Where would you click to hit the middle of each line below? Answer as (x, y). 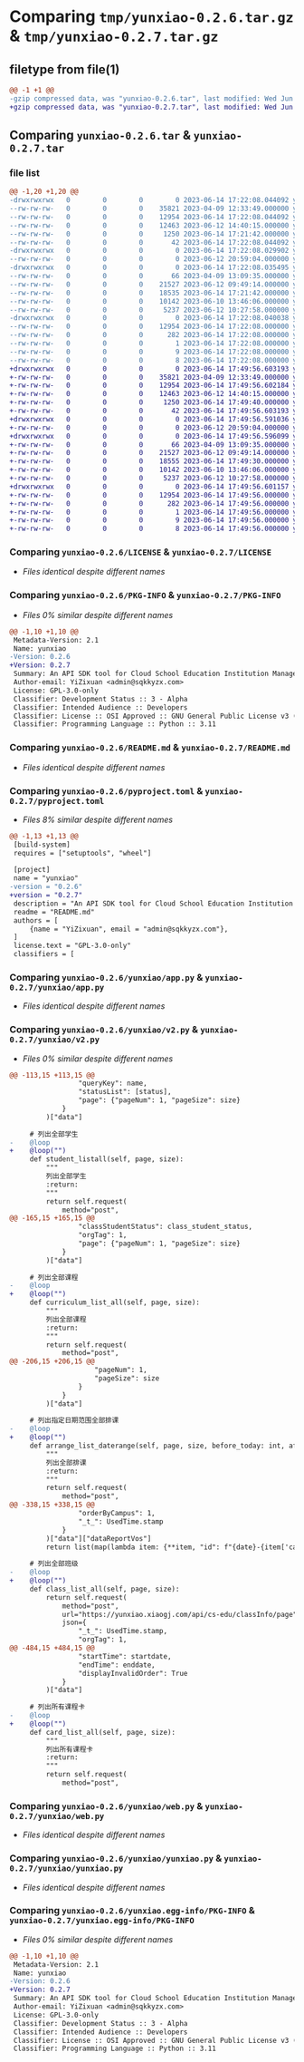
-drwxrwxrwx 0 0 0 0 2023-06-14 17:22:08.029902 (149, 251)
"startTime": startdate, (125, 1656)
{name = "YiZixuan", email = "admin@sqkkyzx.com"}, (129, 929)
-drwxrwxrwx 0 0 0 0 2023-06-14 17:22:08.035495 (149, 268)
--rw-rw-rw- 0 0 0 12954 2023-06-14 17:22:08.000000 (149, 327)
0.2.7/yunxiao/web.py (57, 1816)
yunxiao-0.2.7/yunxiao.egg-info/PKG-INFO (102, 1921)
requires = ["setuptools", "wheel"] (82, 853)
